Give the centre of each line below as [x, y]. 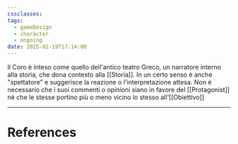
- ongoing [28, 40]
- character [32, 34]
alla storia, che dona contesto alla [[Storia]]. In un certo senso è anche [110, 74]
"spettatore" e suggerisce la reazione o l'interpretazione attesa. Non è [110, 82]
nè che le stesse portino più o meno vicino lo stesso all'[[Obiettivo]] [106, 97]
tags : [15, 21]
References [42, 133]
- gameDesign [33, 27]
